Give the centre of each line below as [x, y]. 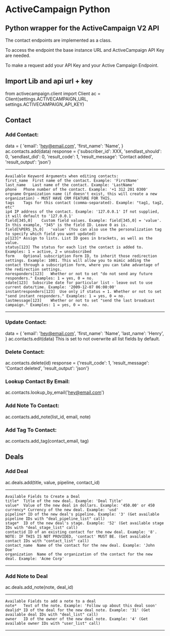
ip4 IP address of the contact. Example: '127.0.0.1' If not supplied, [82, 212]
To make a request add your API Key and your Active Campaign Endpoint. [82, 65]
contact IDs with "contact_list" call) [47, 541]
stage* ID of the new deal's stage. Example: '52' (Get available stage [85, 523]
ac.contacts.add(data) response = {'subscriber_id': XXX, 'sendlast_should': [83, 151]
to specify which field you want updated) [51, 234]
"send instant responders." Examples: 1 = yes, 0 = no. [65, 296]
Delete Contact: [25, 352]
